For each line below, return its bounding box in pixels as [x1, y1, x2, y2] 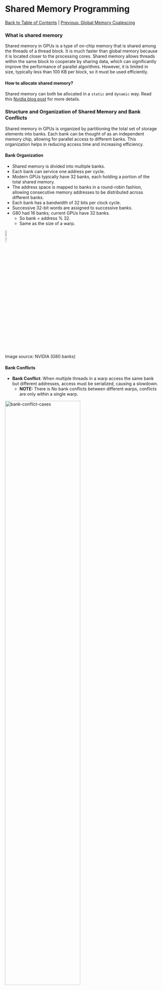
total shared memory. [12, 179, 55, 184]
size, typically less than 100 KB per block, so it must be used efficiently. [5, 69, 148, 75]
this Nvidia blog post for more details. [5, 96, 80, 102]
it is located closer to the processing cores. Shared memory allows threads [5, 53, 155, 59]
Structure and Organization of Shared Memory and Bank [5, 109, 141, 115]
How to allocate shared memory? [5, 80, 73, 86]
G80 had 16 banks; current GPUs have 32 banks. [12, 210, 110, 216]
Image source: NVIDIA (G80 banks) [5, 353, 76, 359]
